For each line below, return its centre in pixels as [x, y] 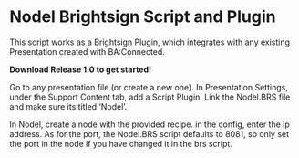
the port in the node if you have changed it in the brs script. [121, 143]
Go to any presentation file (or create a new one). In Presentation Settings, [149, 87]
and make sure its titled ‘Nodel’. [68, 106]
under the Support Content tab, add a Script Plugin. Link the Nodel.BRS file [150, 97]
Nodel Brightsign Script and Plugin [143, 17]
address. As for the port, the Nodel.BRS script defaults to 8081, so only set [149, 133]
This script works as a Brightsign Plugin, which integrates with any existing [149, 42]
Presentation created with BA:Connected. [88, 51]
